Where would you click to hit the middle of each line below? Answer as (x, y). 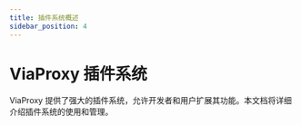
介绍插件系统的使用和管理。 (61, 112)
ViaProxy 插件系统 (78, 74)
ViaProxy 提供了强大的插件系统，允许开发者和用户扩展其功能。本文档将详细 (151, 101)
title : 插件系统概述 (44, 18)
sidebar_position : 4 (49, 26)
